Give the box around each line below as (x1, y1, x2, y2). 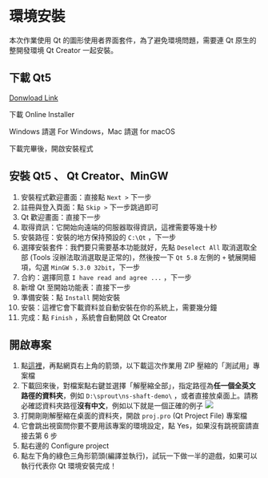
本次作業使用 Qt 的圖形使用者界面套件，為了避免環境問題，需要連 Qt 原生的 (9, 35, 257, 45)
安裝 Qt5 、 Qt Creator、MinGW (9, 169, 169, 183)
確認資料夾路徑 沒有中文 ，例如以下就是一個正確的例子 (27, 401, 203, 411)
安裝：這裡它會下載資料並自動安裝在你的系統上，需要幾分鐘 (20, 302, 218, 312)
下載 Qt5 (9, 71, 52, 85)
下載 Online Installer (9, 109, 75, 119)
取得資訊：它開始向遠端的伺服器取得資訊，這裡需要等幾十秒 (20, 222, 218, 232)
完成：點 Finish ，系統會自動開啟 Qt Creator (20, 312, 167, 322)
